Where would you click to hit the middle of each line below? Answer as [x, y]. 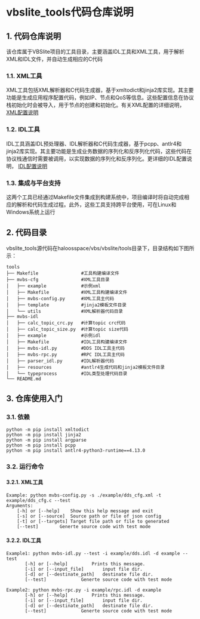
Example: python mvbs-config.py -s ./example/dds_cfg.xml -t [84, 495]
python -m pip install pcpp [41, 445]
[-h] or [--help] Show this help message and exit [85, 511]
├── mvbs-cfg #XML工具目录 [58, 279]
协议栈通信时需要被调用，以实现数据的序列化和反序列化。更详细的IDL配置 [96, 158]
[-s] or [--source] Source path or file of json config [89, 516]
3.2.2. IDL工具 [24, 540]
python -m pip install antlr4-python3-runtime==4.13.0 [76, 451]
